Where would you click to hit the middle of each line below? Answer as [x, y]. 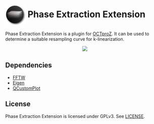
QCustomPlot [26, 88]
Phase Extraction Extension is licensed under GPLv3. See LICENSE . [75, 116]
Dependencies [29, 65]
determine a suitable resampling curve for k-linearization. [65, 39]
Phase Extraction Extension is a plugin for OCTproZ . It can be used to [77, 34]
